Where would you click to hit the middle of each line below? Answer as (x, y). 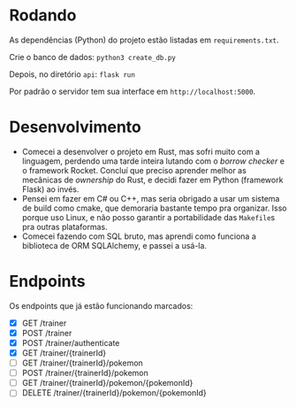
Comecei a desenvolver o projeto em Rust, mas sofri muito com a (141, 151)
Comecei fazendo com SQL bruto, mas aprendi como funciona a (139, 236)
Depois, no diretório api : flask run (72, 74)
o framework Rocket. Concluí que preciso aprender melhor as (134, 170)
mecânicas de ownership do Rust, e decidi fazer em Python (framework (152, 180)
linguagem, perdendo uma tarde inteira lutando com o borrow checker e (153, 161)
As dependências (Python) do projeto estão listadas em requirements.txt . (144, 40)
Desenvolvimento (75, 127)
